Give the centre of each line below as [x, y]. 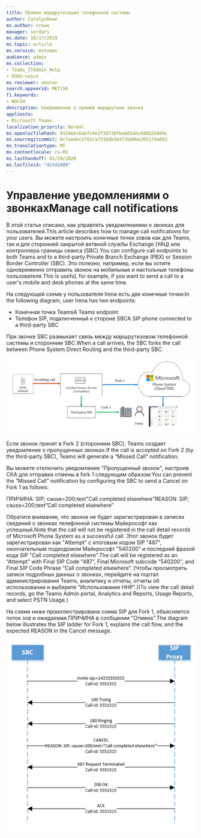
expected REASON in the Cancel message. [59, 631]
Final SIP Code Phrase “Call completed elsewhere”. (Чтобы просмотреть [97, 567]
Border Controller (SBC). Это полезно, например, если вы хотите [88, 263]
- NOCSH [16, 102]
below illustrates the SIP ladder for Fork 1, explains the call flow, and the [95, 624]
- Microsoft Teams [29, 120]
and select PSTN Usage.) [37, 600]
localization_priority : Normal [45, 127]
